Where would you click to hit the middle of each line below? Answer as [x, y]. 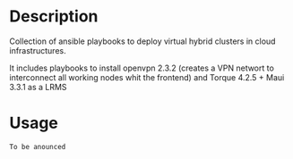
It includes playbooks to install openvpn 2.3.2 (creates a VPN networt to [142, 68]
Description [54, 17]
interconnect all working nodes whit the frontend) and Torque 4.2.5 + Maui [147, 77]
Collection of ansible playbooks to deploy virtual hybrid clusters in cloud [142, 41]
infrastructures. [38, 50]
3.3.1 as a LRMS [38, 87]
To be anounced [38, 146]
